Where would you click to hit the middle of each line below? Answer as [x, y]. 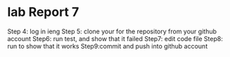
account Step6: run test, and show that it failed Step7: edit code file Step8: [115, 38]
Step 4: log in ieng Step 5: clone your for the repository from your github [112, 31]
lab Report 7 [43, 12]
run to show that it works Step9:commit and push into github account [108, 46]
